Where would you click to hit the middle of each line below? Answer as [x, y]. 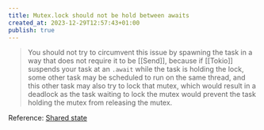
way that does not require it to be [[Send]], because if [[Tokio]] [130, 61]
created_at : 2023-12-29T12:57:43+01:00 [74, 23]
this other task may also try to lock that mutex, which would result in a [142, 86]
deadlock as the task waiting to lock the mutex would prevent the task [142, 95]
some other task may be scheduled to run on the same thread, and [136, 78]
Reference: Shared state [48, 118]
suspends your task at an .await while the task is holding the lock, [136, 69]
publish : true [32, 30]
